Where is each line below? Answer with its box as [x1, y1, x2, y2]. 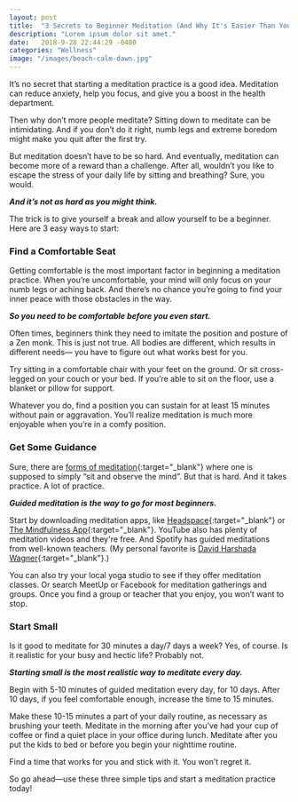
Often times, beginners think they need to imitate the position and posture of [9, 328, 288, 338]
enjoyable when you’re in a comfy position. [9, 419, 167, 430]
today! [9, 782, 33, 793]
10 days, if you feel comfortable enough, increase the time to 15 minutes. [9, 694, 275, 704]
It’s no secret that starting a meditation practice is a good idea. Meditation [9, 79, 279, 89]
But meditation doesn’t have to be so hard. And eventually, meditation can [9, 151, 279, 161]
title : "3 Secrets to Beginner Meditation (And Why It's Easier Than [9, 21, 276, 30]
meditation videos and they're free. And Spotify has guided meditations [9, 534, 271, 544]
